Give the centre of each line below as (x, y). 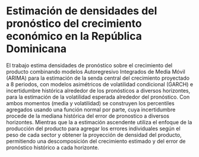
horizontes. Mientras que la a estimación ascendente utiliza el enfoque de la (99, 122)
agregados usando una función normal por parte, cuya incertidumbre (91, 109)
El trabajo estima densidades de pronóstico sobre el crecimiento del (89, 65)
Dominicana (37, 49)
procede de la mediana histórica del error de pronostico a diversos (88, 116)
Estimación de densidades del (82, 11)
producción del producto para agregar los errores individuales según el (93, 128)
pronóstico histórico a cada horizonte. (53, 147)
